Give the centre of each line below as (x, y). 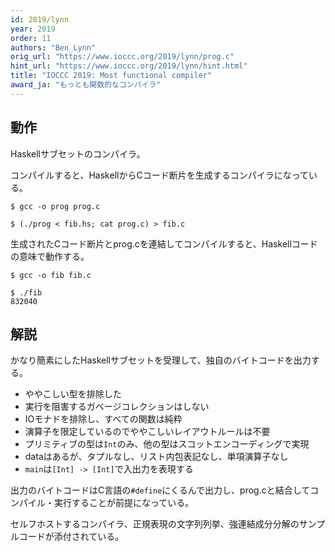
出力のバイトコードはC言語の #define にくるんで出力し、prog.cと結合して (160, 490)
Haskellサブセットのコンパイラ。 (78, 153)
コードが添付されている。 (71, 537)
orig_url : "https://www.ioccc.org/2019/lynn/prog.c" (122, 57)
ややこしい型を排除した (73, 394)
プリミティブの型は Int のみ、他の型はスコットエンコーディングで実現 (167, 444)
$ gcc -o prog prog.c (55, 206)
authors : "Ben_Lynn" (53, 47)
